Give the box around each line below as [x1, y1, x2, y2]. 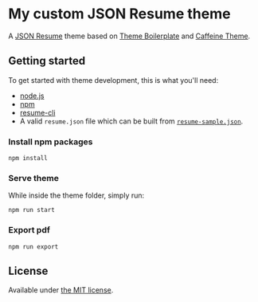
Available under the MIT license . [8, 285, 114, 295]
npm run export [8, 242, 59, 251]
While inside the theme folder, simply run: [8, 190, 145, 200]
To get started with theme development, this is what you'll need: [8, 75, 219, 84]
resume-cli [19, 108, 56, 117]
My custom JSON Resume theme [8, 5, 231, 23]
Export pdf [8, 225, 50, 236]
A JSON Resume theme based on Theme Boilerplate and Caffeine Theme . [8, 31, 251, 41]
